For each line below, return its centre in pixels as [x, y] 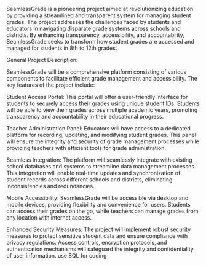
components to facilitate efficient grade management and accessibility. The [102, 78]
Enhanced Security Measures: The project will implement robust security [99, 229]
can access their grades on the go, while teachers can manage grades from [102, 211]
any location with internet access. [49, 217]
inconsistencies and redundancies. [50, 186]
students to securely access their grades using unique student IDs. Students [103, 103]
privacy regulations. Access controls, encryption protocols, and [87, 243]
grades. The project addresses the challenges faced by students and [94, 22]
